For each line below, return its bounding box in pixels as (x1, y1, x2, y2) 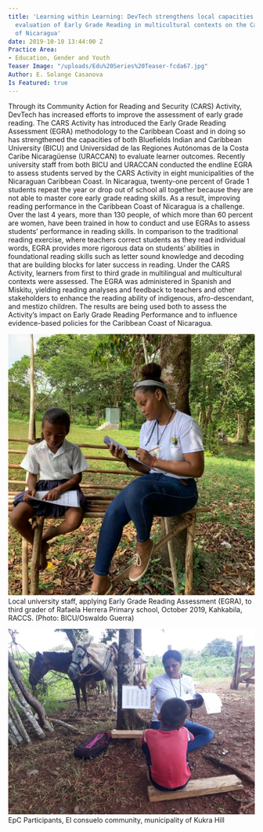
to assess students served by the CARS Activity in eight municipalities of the (8, 168, 254, 177)
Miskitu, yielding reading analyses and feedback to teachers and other (8, 285, 236, 294)
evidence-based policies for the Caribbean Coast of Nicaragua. (8, 318, 213, 327)
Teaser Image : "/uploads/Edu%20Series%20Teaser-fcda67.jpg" (8, 63, 209, 71)
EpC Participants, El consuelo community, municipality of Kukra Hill (8, 816, 225, 825)
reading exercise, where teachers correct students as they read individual (8, 235, 246, 244)
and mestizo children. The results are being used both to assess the (8, 301, 227, 311)
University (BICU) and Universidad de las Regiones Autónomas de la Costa (8, 143, 249, 152)
